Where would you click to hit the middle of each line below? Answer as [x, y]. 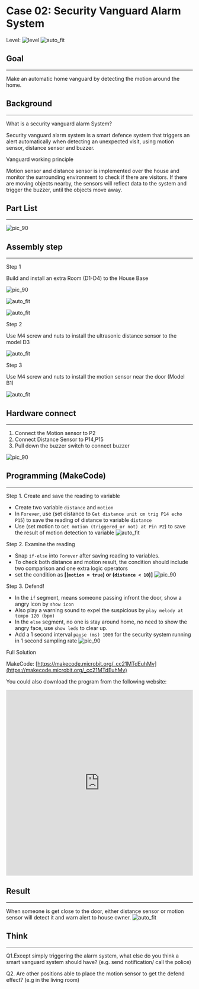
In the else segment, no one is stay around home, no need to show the [101, 622]
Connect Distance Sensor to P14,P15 [59, 439]
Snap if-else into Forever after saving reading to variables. [87, 555]
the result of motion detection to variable [64, 533]
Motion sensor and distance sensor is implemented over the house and [93, 171]
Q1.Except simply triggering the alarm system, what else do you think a [93, 956]
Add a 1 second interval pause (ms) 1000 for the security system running [103, 634]
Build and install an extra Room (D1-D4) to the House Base [77, 278]
